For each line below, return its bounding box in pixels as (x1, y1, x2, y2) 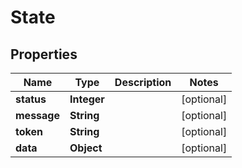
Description (114, 76, 172, 89)
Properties (10, 46, 78, 63)
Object (69, 141, 103, 155)
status (15, 92, 47, 106)
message (15, 109, 60, 122)
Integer (69, 92, 105, 106)
